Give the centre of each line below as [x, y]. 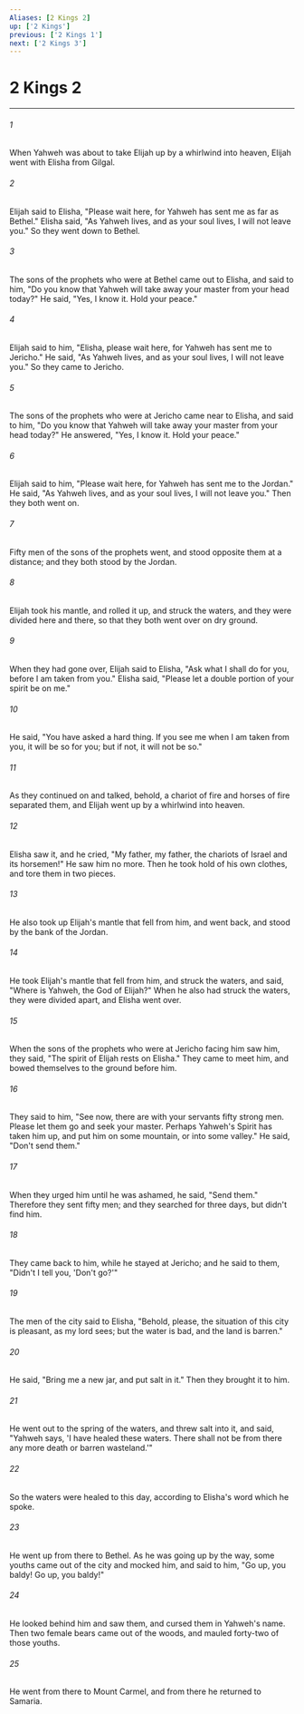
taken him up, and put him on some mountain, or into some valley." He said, [150, 1136]
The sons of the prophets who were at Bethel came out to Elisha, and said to [152, 279]
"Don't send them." [45, 1146]
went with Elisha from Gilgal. [62, 162]
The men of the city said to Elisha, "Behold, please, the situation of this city [149, 1321]
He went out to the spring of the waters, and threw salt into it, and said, [142, 1428]
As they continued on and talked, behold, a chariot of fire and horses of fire [150, 795]
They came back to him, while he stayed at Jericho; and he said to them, [145, 1262]
